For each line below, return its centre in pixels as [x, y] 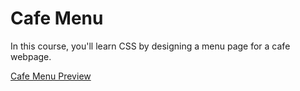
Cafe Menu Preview [51, 76]
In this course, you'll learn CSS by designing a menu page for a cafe [150, 46]
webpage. [31, 56]
